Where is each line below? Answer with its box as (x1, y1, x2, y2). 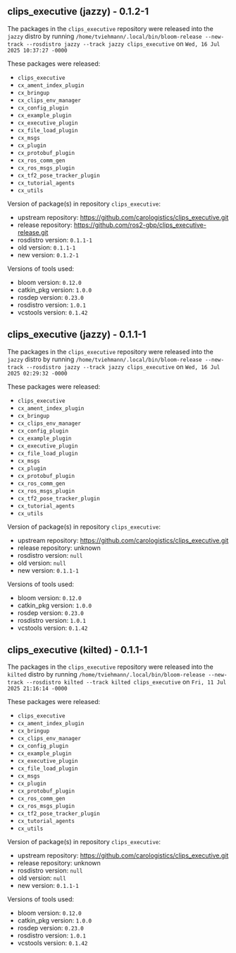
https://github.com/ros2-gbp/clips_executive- (73, 221, 206, 229)
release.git (17, 228, 49, 236)
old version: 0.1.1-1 (17, 243, 76, 252)
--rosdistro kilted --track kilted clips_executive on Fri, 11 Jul (25, 678, 227, 686)
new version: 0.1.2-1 (17, 250, 79, 259)
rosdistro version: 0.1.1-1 (17, 235, 93, 244)
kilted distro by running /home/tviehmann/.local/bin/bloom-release (7, 670, 206, 679)
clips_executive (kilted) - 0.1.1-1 (7, 644, 148, 656)
